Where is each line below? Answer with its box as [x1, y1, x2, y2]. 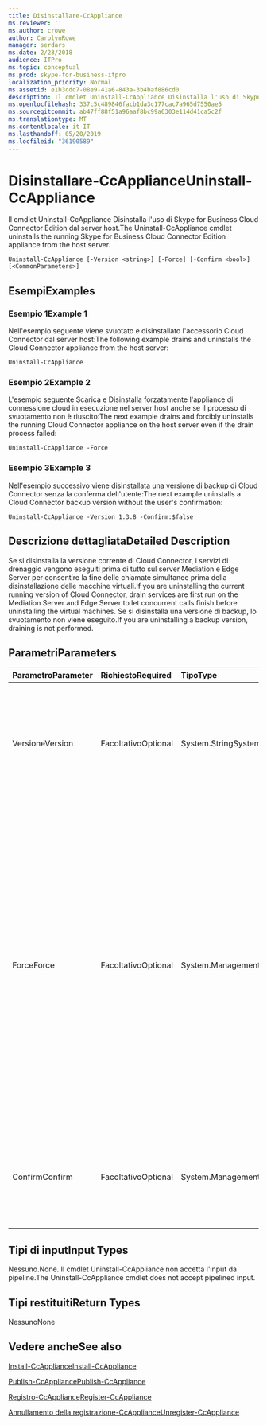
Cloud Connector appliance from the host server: [8, 343, 169, 352]
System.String [180, 738, 234, 749]
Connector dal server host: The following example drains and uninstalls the [8, 335, 252, 345]
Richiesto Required [100, 670, 172, 681]
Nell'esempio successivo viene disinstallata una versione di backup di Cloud [8, 481, 258, 490]
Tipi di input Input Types [8, 1243, 129, 1257]
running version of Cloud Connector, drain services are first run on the [8, 590, 238, 599]
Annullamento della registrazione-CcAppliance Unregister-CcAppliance [8, 1407, 240, 1417]
